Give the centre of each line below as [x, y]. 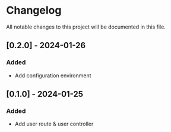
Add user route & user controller [54, 124]
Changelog [34, 10]
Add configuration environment [53, 76]
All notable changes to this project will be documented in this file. [86, 27]
